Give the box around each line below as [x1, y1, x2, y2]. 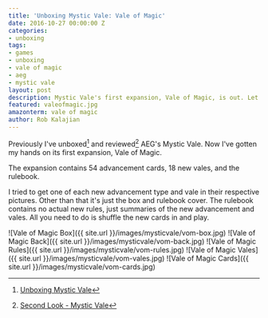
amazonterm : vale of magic [8, 109, 98, 117]
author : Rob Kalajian [8, 116, 81, 124]
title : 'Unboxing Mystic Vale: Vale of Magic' [8, 11, 166, 20]
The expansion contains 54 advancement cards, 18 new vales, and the [8, 163, 240, 173]
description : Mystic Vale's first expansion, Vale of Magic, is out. [8, 93, 245, 101]
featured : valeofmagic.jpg [8, 101, 98, 109]
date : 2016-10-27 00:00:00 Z [8, 19, 105, 27]
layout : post [8, 85, 52, 94]
